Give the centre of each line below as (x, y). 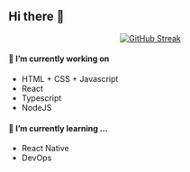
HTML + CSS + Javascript (70, 79)
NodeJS (36, 108)
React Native (45, 149)
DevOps (36, 158)
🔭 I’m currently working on (59, 59)
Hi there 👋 (36, 17)
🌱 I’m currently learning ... (59, 128)
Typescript (41, 98)
